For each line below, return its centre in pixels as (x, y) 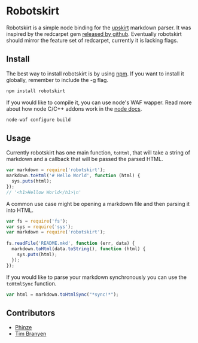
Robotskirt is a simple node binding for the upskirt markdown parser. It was (99, 28)
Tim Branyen (31, 334)
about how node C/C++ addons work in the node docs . (74, 108)
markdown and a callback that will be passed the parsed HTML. (85, 159)
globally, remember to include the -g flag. (57, 80)
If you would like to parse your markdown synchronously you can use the (97, 277)
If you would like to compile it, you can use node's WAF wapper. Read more (99, 102)
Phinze (23, 327)
